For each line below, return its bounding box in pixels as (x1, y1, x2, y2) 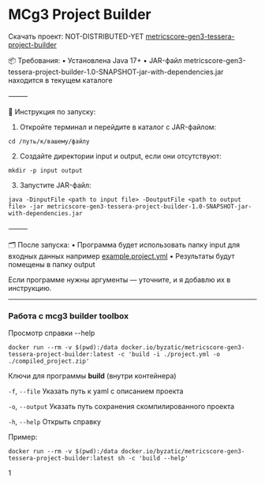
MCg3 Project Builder (8, 6, 151, 24)
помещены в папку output (8, 259, 95, 269)
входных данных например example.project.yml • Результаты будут (8, 251, 235, 261)
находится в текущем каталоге (8, 75, 113, 84)
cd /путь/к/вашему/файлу (8, 137, 90, 145)
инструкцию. (8, 283, 52, 292)
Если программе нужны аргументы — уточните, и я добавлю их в (8, 274, 231, 285)
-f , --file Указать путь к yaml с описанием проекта (8, 386, 184, 396)
